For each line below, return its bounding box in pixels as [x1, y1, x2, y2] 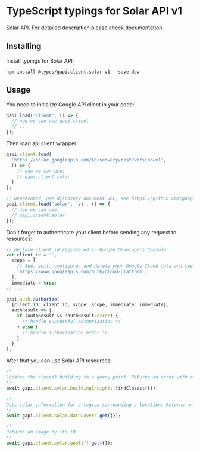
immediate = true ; [11, 280, 58, 286]
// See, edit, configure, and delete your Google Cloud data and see [17, 263, 193, 270]
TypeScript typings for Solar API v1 [6, 4, 183, 18]
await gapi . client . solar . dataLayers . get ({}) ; [6, 413, 121, 419]
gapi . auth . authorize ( [6, 296, 60, 303]
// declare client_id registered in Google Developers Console [6, 246, 167, 252]
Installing [6, 41, 42, 51]
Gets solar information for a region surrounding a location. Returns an [6, 402, 193, 408]
